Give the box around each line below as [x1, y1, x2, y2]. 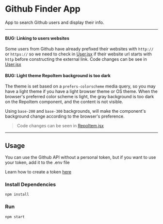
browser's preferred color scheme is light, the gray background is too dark [5, 94, 154, 100]
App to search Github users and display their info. [5, 19, 104, 25]
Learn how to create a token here [5, 169, 72, 175]
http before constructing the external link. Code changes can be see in [5, 56, 147, 62]
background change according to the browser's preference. [5, 113, 125, 120]
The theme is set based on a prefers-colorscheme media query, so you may [5, 84, 156, 89]
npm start [5, 214, 25, 219]
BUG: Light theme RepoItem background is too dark [5, 72, 111, 78]
